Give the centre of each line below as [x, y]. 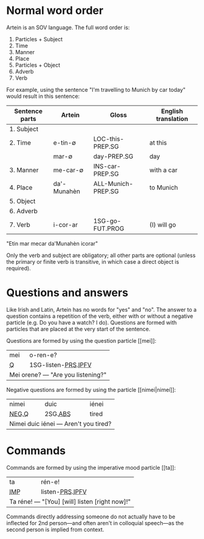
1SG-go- [107, 221]
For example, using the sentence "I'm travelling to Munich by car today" [96, 89]
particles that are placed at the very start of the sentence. [78, 329]
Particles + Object [38, 65]
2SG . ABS [58, 414]
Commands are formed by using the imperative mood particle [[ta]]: [91, 467]
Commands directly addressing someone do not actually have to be [91, 517]
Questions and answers [67, 293]
